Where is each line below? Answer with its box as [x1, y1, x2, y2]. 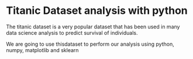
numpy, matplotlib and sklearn [6, 46, 79, 53]
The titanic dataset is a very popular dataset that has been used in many [6, 23, 180, 30]
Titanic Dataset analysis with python [6, 4, 188, 17]
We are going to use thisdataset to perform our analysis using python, [6, 40, 174, 47]
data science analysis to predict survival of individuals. [6, 29, 138, 36]
